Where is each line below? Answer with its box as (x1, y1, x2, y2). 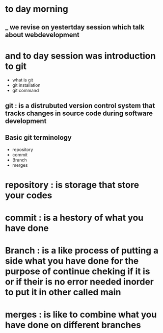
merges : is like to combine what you (5, 309, 157, 320)
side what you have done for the (5, 256, 139, 267)
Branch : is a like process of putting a (5, 245, 159, 256)
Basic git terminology (5, 133, 72, 142)
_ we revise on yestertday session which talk (5, 23, 145, 31)
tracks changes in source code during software (5, 109, 153, 117)
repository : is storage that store (5, 179, 139, 190)
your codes (5, 190, 53, 201)
